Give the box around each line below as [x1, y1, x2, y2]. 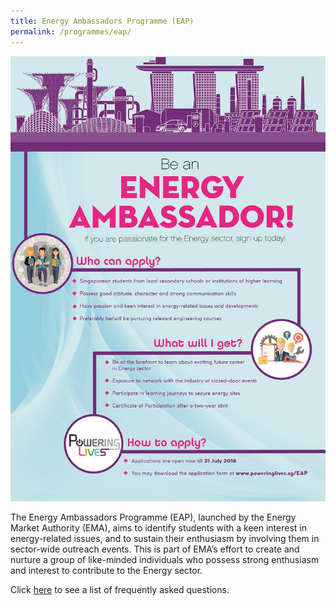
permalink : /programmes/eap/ [10, 26, 132, 37]
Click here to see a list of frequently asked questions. [10, 584, 230, 596]
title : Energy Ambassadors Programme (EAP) [10, 16, 195, 26]
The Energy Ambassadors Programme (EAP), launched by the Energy [10, 511, 297, 524]
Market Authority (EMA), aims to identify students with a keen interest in [10, 522, 307, 534]
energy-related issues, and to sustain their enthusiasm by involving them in [10, 533, 320, 545]
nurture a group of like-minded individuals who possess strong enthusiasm [10, 554, 320, 566]
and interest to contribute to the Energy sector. [10, 565, 203, 577]
